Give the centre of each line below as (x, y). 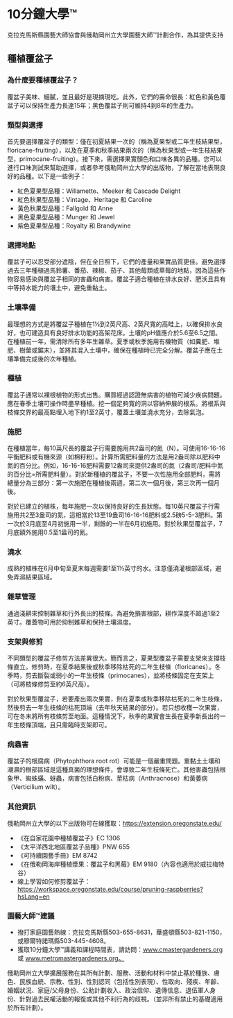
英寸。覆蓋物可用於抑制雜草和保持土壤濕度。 (71, 622)
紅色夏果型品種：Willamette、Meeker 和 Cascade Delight (99, 191)
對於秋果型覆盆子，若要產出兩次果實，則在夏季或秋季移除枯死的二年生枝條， (116, 699)
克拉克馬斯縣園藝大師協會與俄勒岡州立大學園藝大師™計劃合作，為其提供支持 (115, 35)
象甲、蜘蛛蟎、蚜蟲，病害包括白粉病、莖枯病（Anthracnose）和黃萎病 (107, 779)
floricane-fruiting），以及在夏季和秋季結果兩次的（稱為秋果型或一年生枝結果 (115, 150)
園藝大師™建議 (31, 915)
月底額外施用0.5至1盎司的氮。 (50, 532)
